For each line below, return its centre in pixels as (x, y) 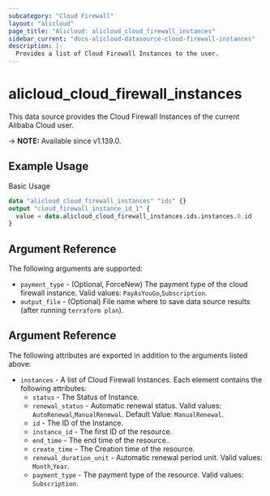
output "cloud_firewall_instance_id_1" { (79, 208)
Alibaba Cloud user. (41, 125)
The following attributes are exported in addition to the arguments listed (128, 355)
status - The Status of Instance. (86, 397)
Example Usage (49, 166)
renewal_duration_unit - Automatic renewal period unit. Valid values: (148, 457)
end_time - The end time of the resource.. (101, 440)
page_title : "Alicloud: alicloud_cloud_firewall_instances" (112, 31)
